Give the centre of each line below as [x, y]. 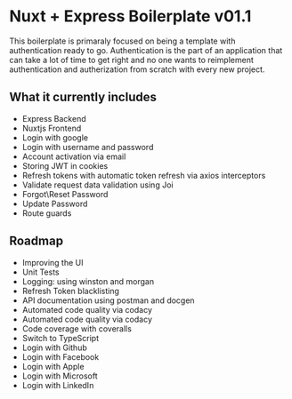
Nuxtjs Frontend [52, 128]
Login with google [55, 137]
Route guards [47, 213]
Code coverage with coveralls [77, 328]
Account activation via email [74, 156]
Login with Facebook [61, 356]
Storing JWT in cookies [65, 165]
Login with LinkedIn [58, 385]
